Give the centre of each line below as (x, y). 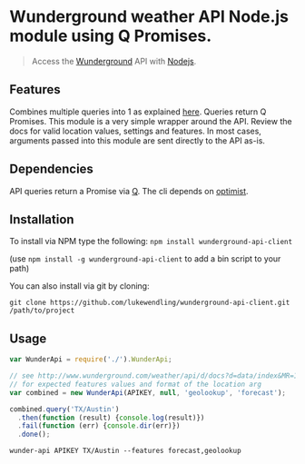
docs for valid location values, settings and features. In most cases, (135, 131)
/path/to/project (42, 311)
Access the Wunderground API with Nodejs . (114, 61)
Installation (42, 219)
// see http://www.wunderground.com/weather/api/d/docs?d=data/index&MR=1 (154, 376)
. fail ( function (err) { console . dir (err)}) (99, 426)
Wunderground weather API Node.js (149, 17)
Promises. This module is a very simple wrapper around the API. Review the (151, 121)
